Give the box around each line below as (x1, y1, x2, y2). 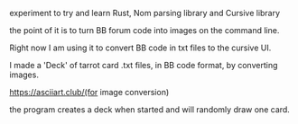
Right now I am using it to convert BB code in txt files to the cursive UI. (9, 42, 272, 53)
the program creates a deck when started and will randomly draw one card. (9, 104, 291, 115)
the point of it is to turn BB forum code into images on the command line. (9, 25, 280, 35)
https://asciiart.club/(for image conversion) (9, 87, 170, 97)
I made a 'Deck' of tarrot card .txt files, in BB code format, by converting (9, 60, 278, 70)
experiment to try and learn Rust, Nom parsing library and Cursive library (9, 8, 281, 18)
